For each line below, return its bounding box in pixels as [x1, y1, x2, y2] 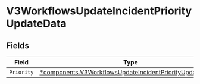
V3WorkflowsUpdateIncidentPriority [6, 4, 192, 18]
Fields [6, 41, 30, 51]
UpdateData [6, 17, 67, 30]
